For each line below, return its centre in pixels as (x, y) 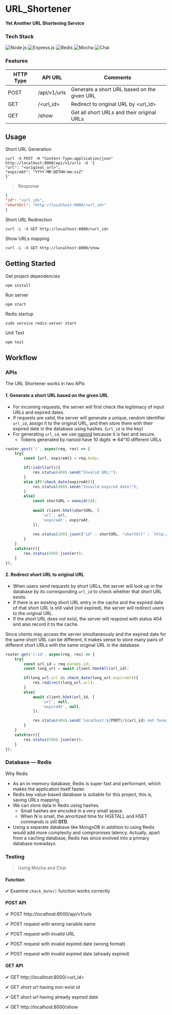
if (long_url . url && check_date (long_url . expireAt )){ (81, 678)
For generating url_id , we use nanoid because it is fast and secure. (84, 434)
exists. (19, 597)
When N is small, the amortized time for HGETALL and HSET (84, 816)
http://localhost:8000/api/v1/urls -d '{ (50, 163)
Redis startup (19, 314)
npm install (18, 285)
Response (28, 186)
